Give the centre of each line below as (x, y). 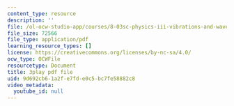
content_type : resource (42, 14)
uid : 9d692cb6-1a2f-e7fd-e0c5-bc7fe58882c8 (71, 78)
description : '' (31, 20)
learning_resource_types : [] (49, 46)
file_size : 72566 (32, 33)
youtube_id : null (39, 91)
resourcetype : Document (42, 66)
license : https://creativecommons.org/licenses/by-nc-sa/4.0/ (99, 53)
